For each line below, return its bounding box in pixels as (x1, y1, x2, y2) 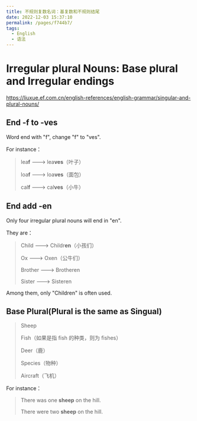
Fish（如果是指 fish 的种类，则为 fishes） (20, 334, 121, 341)
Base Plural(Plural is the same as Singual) (6, 306, 162, 316)
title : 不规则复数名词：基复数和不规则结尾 (6, 8, 100, 15)
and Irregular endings (6, 75, 114, 88)
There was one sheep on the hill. (20, 397, 101, 404)
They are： (6, 229, 34, 236)
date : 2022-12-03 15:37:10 (6, 14, 73, 20)
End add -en (6, 201, 52, 211)
